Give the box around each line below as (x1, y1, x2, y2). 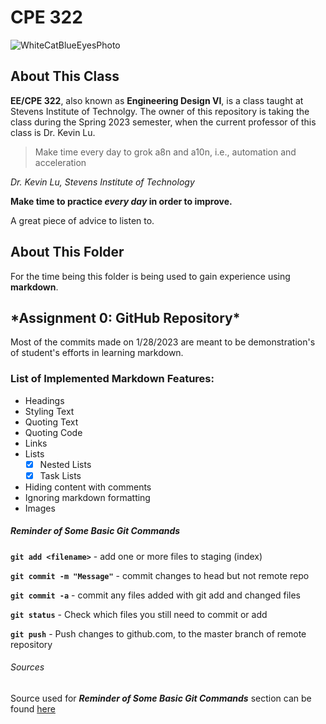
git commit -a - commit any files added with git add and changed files (10, 589, 301, 601)
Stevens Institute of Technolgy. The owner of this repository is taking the (10, 105, 310, 117)
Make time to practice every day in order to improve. (10, 195, 233, 207)
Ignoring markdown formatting (24, 491, 151, 503)
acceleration (34, 156, 87, 168)
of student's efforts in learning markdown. (10, 347, 184, 359)
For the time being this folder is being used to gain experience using (10, 270, 291, 282)
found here (10, 702, 56, 715)
